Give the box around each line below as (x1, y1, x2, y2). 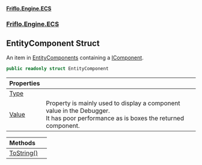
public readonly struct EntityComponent (6, 66, 109, 72)
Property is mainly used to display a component (46, 99, 180, 107)
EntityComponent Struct (6, 38, 100, 48)
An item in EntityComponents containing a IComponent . (6, 54, 144, 61)
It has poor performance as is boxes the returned (46, 114, 185, 122)
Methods (9, 139, 36, 147)
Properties (9, 79, 40, 88)
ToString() (9, 149, 38, 157)
